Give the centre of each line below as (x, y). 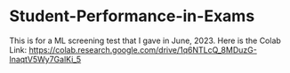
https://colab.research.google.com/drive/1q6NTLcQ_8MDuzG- (143, 49)
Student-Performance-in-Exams (132, 16)
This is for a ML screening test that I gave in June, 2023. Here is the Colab (145, 40)
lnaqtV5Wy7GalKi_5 (45, 59)
